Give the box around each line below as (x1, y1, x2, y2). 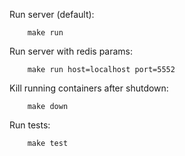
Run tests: (9, 119, 51, 131)
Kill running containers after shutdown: (9, 82, 169, 94)
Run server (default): (9, 9, 95, 20)
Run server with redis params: (9, 45, 134, 57)
